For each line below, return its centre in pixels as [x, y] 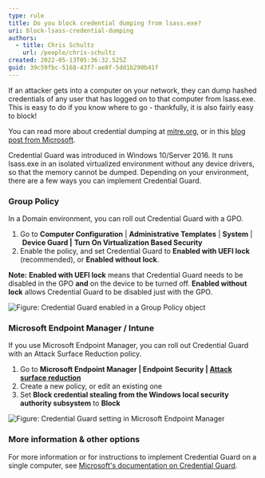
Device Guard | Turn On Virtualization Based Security [112, 243]
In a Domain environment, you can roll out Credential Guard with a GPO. [126, 219]
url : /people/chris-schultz [69, 53]
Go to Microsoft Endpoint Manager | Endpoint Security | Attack [126, 369]
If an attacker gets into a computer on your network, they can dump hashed [132, 90]
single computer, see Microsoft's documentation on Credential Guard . [123, 465]
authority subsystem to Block [70, 403]
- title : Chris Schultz [55, 45]
